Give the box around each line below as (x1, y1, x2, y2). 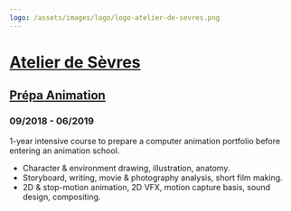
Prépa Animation (9, 87, 106, 104)
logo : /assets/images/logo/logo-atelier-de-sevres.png (9, 13, 221, 23)
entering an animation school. (9, 145, 120, 156)
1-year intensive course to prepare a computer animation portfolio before (9, 135, 281, 146)
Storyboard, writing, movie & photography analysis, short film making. (22, 172, 283, 183)
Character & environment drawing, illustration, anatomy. (22, 162, 230, 173)
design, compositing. (22, 191, 101, 202)
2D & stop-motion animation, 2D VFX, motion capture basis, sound (22, 181, 271, 192)
